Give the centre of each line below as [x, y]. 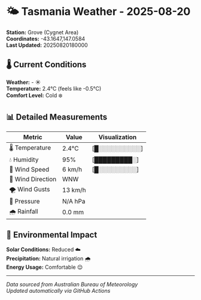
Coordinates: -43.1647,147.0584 [46, 38]
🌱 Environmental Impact [52, 235]
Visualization [118, 137]
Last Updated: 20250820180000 [47, 45]
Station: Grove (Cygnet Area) [42, 32]
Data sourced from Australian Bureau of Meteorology [72, 284]
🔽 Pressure [25, 201]
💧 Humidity [24, 160]
